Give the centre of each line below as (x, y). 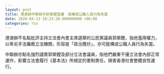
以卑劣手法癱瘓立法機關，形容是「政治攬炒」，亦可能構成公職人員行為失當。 (81, 44)
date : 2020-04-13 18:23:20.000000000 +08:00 (51, 19)
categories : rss (22, 23)
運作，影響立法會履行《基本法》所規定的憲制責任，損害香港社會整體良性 (78, 61)
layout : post (18, 10)
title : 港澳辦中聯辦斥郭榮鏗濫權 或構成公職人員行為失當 (57, 14)
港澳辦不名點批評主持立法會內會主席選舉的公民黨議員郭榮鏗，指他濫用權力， (82, 38)
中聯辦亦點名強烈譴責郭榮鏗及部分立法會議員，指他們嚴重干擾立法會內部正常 (82, 54)
